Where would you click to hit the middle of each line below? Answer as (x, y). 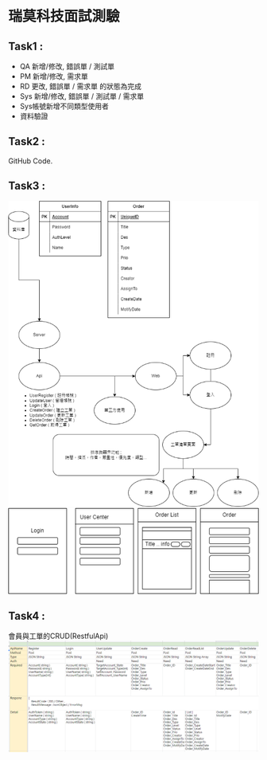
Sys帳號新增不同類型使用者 (64, 106)
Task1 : (26, 46)
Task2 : (27, 141)
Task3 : (27, 186)
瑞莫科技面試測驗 (64, 16)
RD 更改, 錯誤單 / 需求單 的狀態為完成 (80, 86)
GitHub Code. (31, 161)
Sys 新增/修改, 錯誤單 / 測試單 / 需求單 (82, 96)
